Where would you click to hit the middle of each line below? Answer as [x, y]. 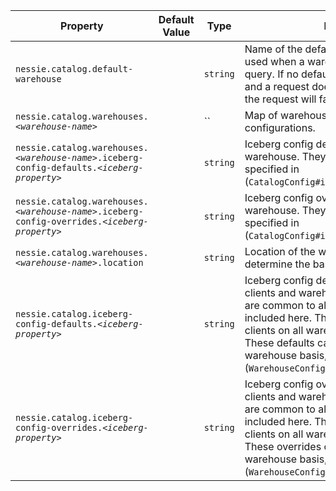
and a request [277, 86]
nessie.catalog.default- [74, 69]
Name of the [273, 49]
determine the [277, 264]
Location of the [280, 251]
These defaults [279, 342]
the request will [280, 99]
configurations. [280, 127]
